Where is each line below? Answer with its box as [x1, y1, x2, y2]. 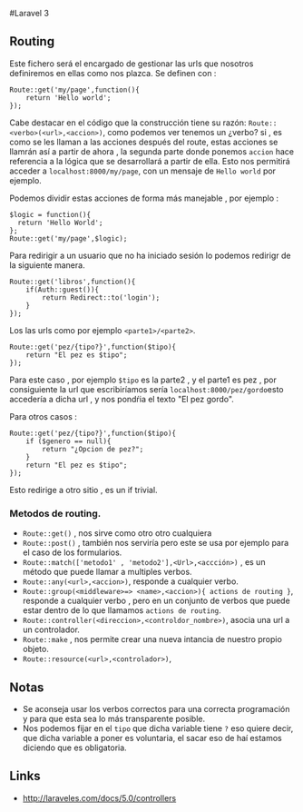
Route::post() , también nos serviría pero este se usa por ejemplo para [22, 538, 289, 549]
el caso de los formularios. [22, 547, 122, 558]
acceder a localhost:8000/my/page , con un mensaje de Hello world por [9, 165, 277, 176]
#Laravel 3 [9, 8, 50, 18]
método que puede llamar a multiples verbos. [22, 567, 192, 578]
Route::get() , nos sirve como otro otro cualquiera [22, 528, 212, 539]
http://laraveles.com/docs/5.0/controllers [22, 792, 177, 803]
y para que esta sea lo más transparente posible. [22, 713, 206, 724]
